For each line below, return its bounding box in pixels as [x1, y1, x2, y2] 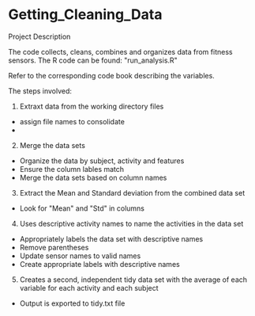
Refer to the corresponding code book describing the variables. [8, 70, 215, 80]
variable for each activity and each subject [19, 283, 159, 292]
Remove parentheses [19, 242, 89, 252]
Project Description [8, 32, 71, 41]
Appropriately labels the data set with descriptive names [19, 234, 204, 243]
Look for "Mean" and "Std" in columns [19, 204, 144, 213]
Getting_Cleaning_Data [8, 6, 163, 24]
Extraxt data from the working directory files [19, 101, 164, 111]
